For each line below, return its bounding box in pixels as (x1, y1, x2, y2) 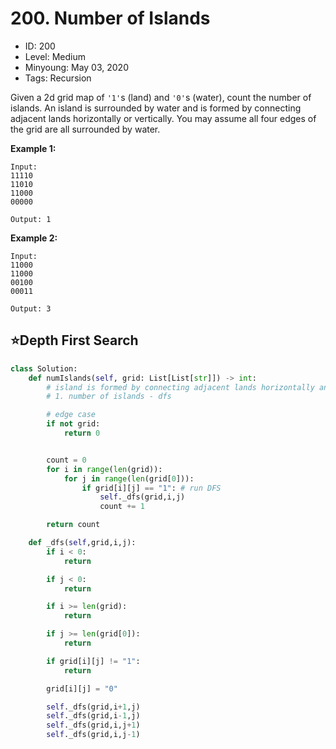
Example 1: (10, 142, 57, 154)
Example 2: (10, 232, 58, 244)
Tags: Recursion (24, 72, 92, 84)
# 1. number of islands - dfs (46, 392, 172, 402)
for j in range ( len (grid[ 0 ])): (63, 473, 195, 484)
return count (46, 520, 101, 530)
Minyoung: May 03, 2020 (24, 61, 129, 73)
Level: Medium (24, 50, 87, 62)
